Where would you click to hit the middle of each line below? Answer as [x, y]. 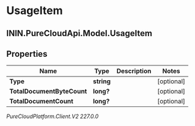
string [102, 81]
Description [134, 71]
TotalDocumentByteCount [48, 91]
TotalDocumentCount [41, 102]
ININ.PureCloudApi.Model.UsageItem [79, 33]
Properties [27, 54]
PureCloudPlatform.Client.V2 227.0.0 [53, 116]
